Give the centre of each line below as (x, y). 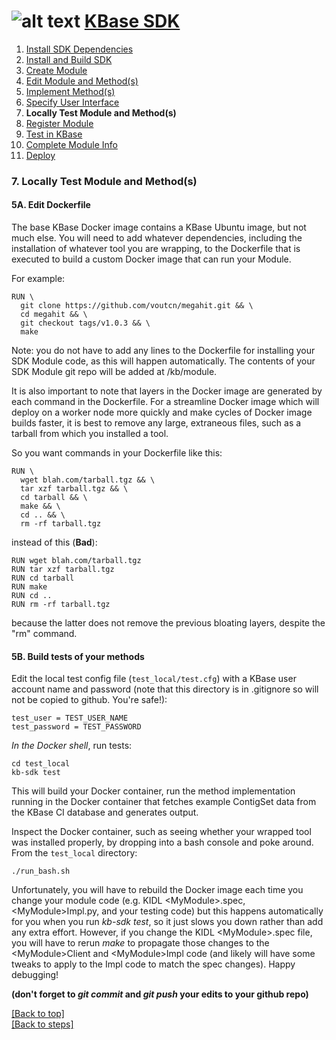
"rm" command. (44, 634)
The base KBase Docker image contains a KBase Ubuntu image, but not (159, 227)
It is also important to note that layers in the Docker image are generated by (167, 391)
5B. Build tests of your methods (78, 656)
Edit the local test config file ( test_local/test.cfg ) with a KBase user (154, 679)
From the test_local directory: (74, 853)
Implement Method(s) (70, 91)
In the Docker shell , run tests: (72, 746)
